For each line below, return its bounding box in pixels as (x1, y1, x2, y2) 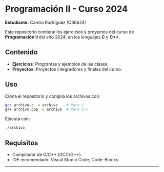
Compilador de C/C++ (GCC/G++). (12, 152, 82, 157)
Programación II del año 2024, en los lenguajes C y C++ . (5, 34, 121, 40)
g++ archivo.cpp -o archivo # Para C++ (5, 107, 89, 112)
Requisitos (5, 138, 38, 147)
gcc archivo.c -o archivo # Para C (5, 103, 84, 107)
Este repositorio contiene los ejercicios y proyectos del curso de (5, 29, 134, 34)
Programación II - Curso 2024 (5, 3, 128, 15)
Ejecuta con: (5, 116, 30, 122)
